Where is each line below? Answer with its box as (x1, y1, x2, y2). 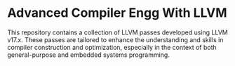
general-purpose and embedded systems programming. (7, 51, 170, 59)
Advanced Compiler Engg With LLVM (7, 5, 227, 21)
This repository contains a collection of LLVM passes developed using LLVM (7, 28, 228, 37)
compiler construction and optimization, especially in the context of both (7, 43, 217, 51)
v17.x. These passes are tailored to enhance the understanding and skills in (7, 35, 224, 44)
